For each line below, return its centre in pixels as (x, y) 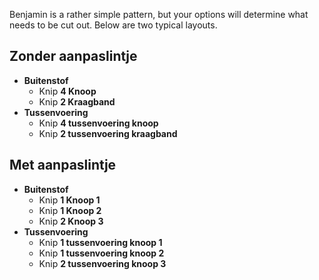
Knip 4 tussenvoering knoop (98, 123)
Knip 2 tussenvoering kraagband (108, 133)
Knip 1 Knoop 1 (69, 200)
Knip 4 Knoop (67, 91)
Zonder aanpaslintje (73, 56)
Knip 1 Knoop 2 (70, 210)
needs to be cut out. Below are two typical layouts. (113, 25)
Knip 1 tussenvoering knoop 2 (101, 253)
